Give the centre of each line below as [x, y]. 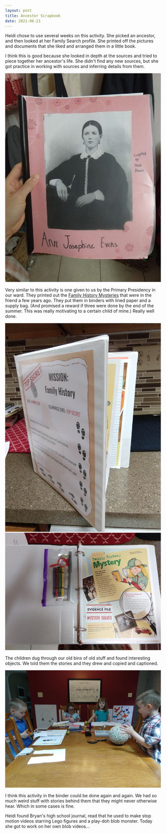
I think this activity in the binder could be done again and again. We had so [81, 796]
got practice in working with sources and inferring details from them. [75, 67]
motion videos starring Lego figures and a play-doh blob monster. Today [79, 821]
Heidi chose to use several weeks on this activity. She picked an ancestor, [80, 36]
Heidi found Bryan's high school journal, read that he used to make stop [78, 816]
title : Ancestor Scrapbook [33, 16]
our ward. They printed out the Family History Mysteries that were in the [78, 295]
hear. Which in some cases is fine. [40, 806]
